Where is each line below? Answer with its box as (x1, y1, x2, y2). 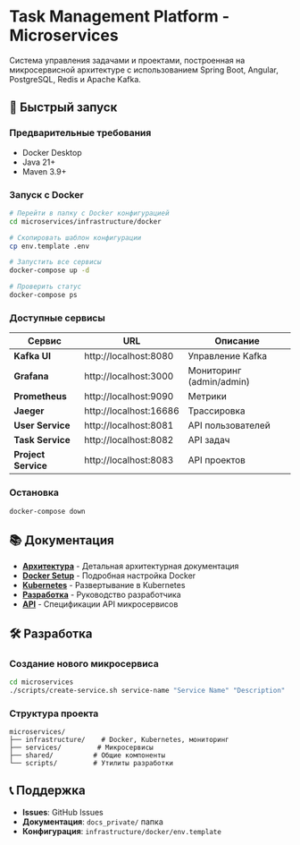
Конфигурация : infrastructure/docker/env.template (21, 825, 221, 836)
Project (13, 448, 46, 461)
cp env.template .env (9, 242, 90, 251)
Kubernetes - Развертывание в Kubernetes (21, 580, 186, 591)
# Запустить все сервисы (9, 258, 102, 267)
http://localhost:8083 (84, 454, 174, 466)
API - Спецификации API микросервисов (21, 599, 179, 610)
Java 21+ (21, 157, 56, 167)
